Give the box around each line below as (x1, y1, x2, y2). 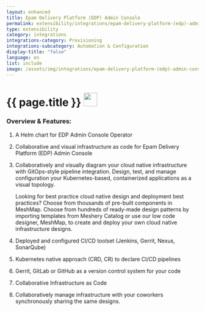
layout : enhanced (6, 9, 51, 15)
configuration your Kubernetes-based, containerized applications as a (15, 174, 192, 181)
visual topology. (15, 181, 56, 188)
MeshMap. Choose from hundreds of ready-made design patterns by (15, 206, 189, 213)
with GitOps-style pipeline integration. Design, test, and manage (15, 168, 177, 175)
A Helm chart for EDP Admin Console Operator (15, 131, 133, 138)
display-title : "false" (6, 49, 67, 55)
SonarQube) (15, 243, 46, 251)
